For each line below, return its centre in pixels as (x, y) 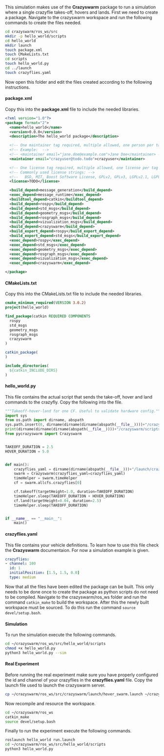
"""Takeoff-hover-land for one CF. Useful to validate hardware (72, 411)
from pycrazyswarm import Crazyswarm (43, 434)
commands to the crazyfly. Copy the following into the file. (64, 402)
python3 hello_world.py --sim (36, 653)
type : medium (23, 577)
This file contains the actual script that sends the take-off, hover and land (79, 397)
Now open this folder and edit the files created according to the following (79, 82)
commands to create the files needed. (43, 23)
